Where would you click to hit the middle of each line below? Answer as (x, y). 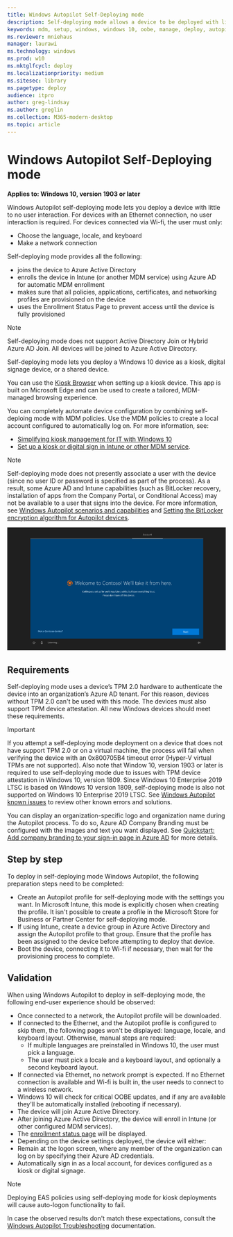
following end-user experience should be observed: (81, 1002)
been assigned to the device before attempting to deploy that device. (116, 941)
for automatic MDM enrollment (61, 284)
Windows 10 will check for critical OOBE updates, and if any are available (121, 1097)
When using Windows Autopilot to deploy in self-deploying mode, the (106, 995)
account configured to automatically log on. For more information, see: (108, 425)
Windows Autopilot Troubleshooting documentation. (81, 1225)
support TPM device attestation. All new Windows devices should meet (109, 709)
